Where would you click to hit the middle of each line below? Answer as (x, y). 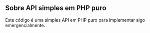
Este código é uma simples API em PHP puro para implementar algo (75, 20)
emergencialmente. (25, 25)
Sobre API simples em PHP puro (56, 8)
